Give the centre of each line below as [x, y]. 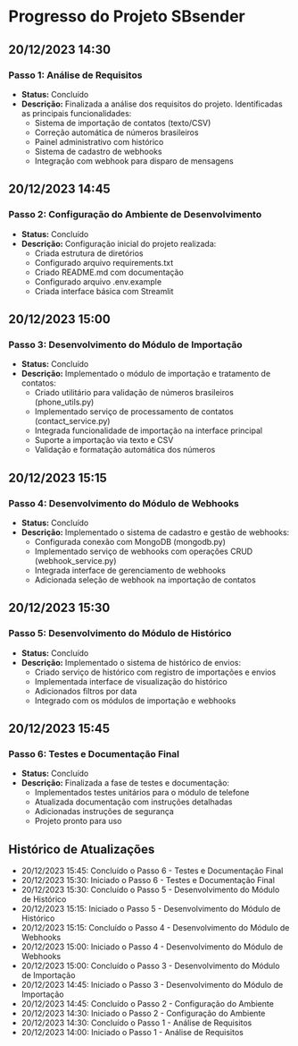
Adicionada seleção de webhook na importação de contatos [145, 580]
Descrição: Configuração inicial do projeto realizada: [119, 243]
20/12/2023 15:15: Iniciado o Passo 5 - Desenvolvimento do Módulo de [151, 909]
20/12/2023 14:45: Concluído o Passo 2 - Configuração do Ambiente [147, 1004]
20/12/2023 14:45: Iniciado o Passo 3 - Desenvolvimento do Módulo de [152, 985]
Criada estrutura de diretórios [89, 253]
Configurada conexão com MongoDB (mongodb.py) [130, 541]
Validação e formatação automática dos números [125, 450]
